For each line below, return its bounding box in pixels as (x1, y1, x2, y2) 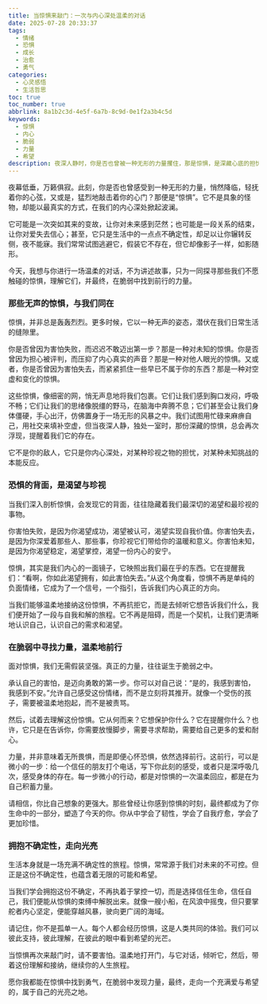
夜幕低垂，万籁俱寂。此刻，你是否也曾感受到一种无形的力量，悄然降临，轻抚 (8, 182, 259, 192)
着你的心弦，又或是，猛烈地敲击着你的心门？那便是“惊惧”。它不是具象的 (8, 193, 245, 202)
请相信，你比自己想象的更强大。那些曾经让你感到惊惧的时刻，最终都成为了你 (8, 799, 259, 808)
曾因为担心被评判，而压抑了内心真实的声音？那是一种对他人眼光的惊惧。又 (8, 354, 252, 364)
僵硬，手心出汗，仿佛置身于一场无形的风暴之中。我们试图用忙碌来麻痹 (14, 411, 245, 420)
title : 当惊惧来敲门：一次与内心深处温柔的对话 (8, 11, 146, 20)
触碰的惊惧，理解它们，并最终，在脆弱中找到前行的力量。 (8, 276, 196, 286)
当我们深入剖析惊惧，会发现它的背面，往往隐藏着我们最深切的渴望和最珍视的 (8, 499, 259, 509)
